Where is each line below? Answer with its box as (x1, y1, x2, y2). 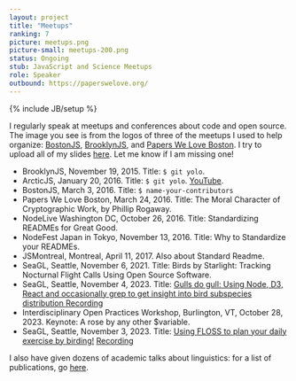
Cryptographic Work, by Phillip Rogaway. (21, 203, 172, 214)
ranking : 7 (9, 29, 50, 38)
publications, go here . (9, 362, 89, 372)
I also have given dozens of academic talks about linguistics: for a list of (9, 352, 272, 363)
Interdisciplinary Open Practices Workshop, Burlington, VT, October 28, (21, 307, 284, 317)
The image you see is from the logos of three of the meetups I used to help (9, 129, 283, 140)
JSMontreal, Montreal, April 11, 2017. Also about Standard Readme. (21, 250, 265, 261)
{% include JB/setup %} (9, 103, 97, 113)
